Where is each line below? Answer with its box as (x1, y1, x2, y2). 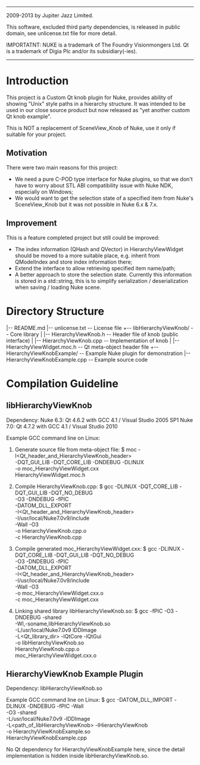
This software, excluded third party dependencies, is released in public (6, 23, 180, 30)
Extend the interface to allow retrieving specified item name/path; (14, 264, 176, 272)
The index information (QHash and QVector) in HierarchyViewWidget (14, 245, 183, 252)
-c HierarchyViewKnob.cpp (14, 533, 82, 541)
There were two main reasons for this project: (6, 164, 118, 171)
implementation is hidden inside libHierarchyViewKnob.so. (6, 752, 149, 760)
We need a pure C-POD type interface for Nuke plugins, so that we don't (14, 175, 193, 183)
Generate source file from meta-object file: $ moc (14, 446, 137, 453)
